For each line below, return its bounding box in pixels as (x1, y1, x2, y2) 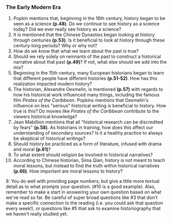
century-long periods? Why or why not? (13, 43, 97, 49)
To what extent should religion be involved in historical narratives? (13, 152, 153, 158)
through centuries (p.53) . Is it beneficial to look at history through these (13, 37, 165, 43)
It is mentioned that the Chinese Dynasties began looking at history (13, 32, 155, 38)
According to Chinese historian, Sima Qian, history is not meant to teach (13, 157, 165, 163)
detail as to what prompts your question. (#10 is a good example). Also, (6, 183, 156, 190)
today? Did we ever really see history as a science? (13, 26, 122, 32)
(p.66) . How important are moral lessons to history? (13, 168, 123, 174)
